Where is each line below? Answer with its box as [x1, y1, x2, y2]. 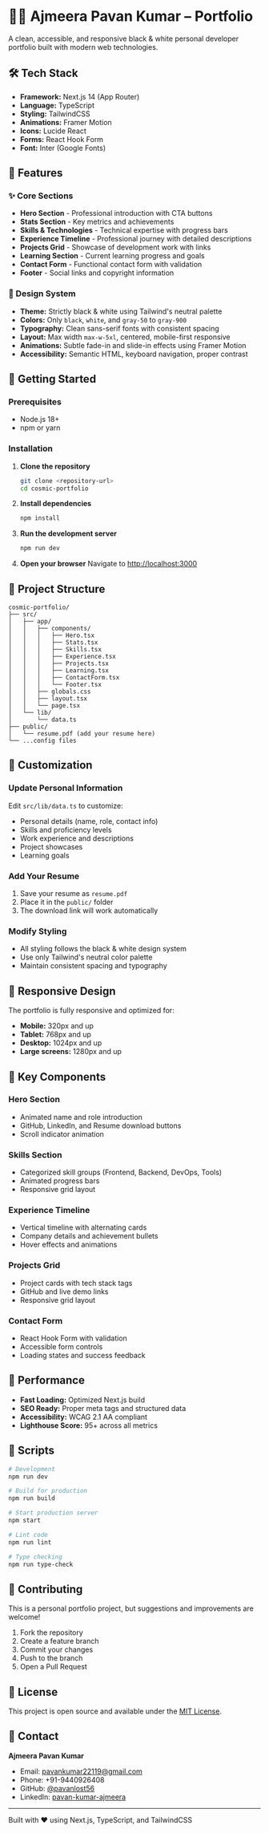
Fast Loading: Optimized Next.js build [19, 1395, 146, 1405]
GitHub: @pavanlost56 [19, 1783, 95, 1793]
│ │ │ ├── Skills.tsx [8, 646, 102, 654]
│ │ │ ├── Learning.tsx [8, 667, 110, 675]
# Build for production [8, 1487, 88, 1495]
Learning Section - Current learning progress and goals [19, 251, 206, 261]
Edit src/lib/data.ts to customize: [8, 801, 123, 810]
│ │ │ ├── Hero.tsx [8, 631, 94, 640]
